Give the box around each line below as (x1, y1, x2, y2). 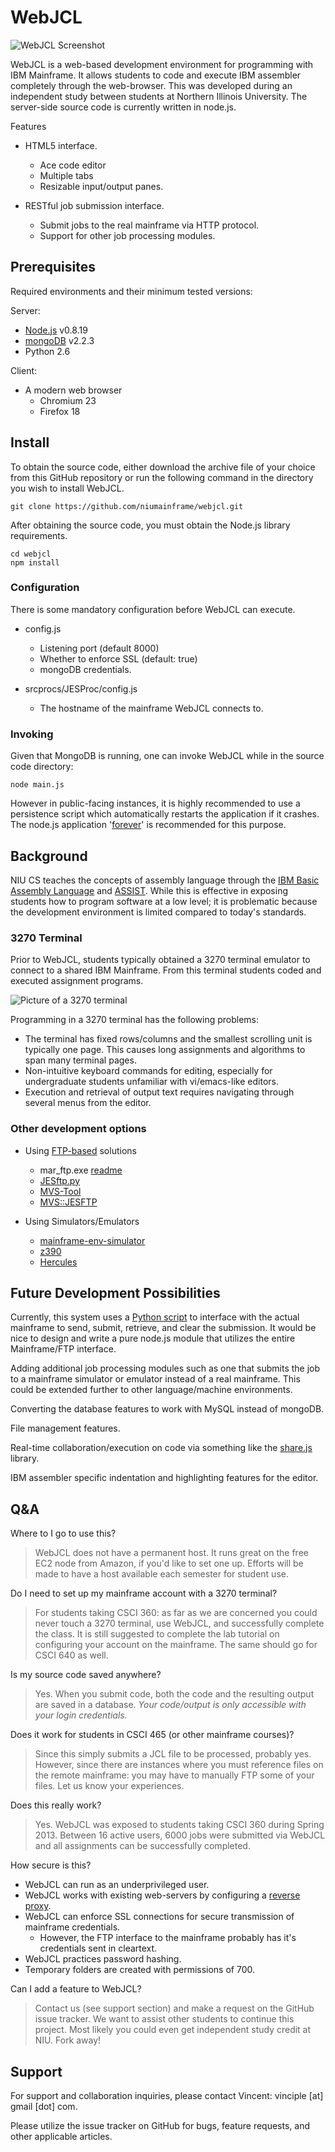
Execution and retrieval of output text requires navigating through (24, 1086, 295, 1098)
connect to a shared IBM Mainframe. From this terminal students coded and (10, 964, 322, 976)
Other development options (10, 1122, 147, 1136)
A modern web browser (24, 384, 123, 396)
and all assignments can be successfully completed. (34, 1840, 251, 1852)
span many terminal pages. (24, 1054, 137, 1066)
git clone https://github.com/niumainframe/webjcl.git (10, 501, 244, 511)
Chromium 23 (39, 394, 97, 406)
